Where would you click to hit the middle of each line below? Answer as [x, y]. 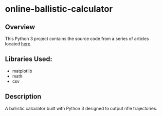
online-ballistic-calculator [59, 9]
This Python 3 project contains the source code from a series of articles [77, 39]
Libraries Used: [29, 59]
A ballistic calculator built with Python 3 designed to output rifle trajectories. [81, 108]
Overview [20, 27]
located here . [18, 44]
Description [23, 97]
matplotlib [22, 71]
